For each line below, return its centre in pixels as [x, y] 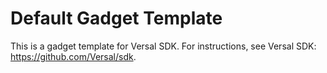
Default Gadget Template [116, 18]
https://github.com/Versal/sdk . [73, 56]
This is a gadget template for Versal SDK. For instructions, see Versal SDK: [163, 46]
